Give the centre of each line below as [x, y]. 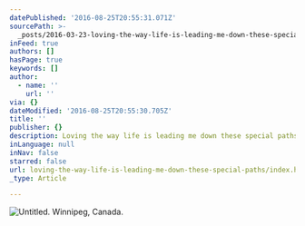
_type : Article [38, 178]
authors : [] [32, 52]
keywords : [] [34, 69]
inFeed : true [34, 43]
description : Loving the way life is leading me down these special [142, 136]
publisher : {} [36, 128]
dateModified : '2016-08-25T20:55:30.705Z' [91, 111]
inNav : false [34, 152]
